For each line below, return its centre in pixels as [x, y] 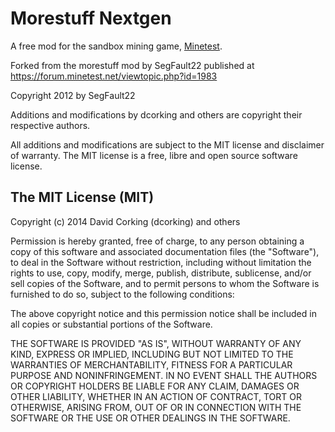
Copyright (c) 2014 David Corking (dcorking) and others [125, 221]
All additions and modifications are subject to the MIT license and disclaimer [167, 144]
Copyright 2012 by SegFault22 [73, 95]
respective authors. [50, 125]
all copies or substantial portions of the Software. [111, 324]
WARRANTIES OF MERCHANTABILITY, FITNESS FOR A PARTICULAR [151, 364]
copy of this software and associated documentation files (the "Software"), [165, 251]
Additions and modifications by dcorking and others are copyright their [156, 114]
